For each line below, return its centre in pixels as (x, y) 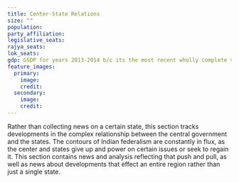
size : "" (20, 21)
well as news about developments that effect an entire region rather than (114, 164)
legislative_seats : (36, 40)
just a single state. (34, 172)
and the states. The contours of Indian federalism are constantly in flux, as (116, 141)
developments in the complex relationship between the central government (117, 134)
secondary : (30, 93)
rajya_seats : (27, 47)
